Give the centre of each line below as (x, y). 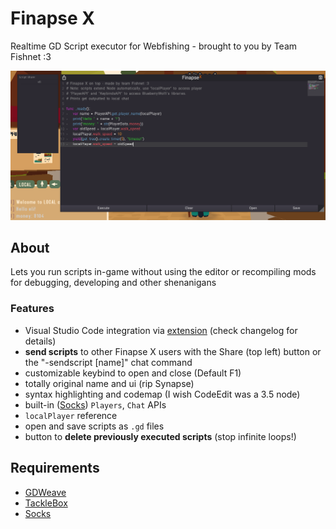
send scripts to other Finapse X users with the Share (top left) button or (173, 351)
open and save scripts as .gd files (94, 426)
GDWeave (45, 492)
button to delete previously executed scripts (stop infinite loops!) (160, 436)
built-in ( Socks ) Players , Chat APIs (95, 404)
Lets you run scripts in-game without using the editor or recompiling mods (163, 272)
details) (40, 341)
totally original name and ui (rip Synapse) (109, 383)
